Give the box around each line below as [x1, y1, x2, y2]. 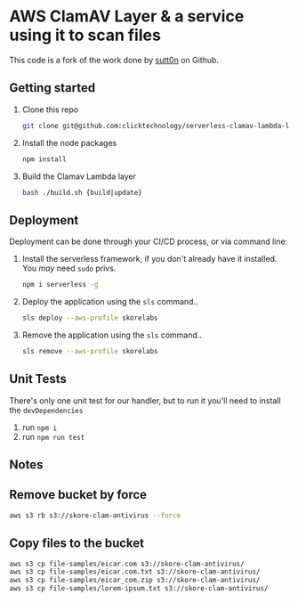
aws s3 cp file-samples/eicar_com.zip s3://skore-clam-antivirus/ [9, 576, 261, 585]
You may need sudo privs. [21, 263, 117, 273]
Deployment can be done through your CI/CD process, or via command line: [9, 236, 288, 247]
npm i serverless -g [21, 281, 99, 289]
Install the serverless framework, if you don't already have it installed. [21, 254, 278, 264]
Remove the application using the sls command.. [21, 329, 203, 340]
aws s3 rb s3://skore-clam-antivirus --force [9, 510, 181, 520]
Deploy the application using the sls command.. [21, 297, 198, 307]
